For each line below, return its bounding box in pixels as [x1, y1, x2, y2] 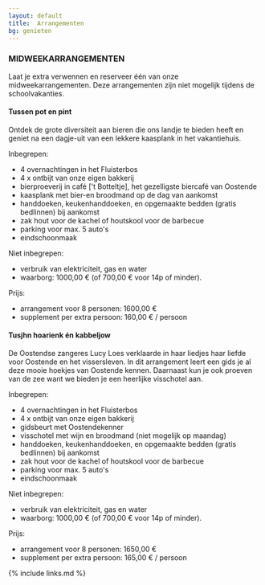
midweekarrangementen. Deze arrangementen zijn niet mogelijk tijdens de [8, 80, 255, 89]
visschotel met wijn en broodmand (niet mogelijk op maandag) [19, 431, 227, 440]
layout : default [8, 11, 63, 20]
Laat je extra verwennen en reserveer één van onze [8, 72, 179, 81]
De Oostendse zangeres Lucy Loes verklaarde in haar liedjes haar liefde [8, 349, 247, 358]
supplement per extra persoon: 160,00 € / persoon [19, 312, 187, 321]
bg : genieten [8, 27, 52, 35]
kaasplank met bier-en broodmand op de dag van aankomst [19, 190, 218, 199]
